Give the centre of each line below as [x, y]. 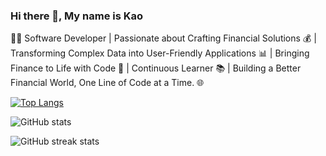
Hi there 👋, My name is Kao [77, 16]
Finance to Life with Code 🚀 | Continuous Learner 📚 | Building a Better [156, 68]
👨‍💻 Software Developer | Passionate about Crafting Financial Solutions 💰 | [163, 38]
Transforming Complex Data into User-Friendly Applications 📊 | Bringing [160, 53]
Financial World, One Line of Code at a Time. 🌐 [107, 83]
